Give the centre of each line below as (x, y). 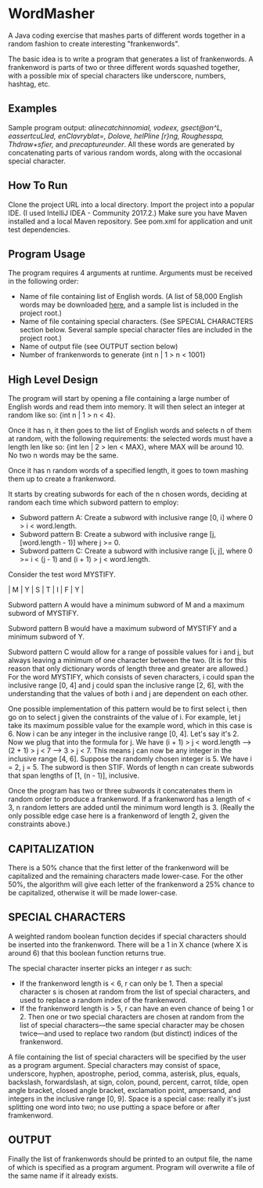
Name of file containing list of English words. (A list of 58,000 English (131, 297)
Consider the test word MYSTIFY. (62, 574)
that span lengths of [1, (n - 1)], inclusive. (74, 776)
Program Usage (47, 254)
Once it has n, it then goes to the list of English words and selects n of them (130, 430)
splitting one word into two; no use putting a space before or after (114, 1106)
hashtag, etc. (29, 84)
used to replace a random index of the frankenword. (103, 1000)
